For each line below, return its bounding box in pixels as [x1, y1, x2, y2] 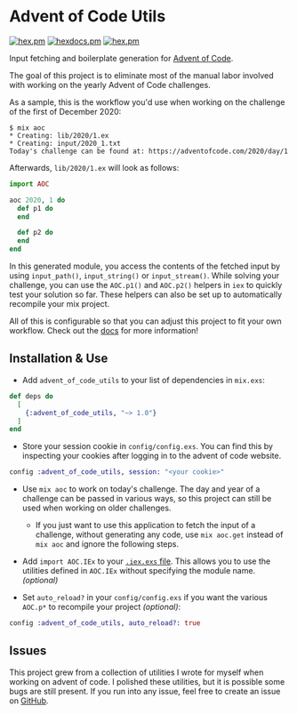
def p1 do [17, 204, 53, 213]
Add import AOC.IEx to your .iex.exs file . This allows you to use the [21, 556, 271, 566]
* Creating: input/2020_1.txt [9, 139, 122, 148]
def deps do [9, 391, 53, 401]
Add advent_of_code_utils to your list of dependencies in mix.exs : [21, 374, 265, 385]
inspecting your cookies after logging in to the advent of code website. [21, 451, 282, 461]
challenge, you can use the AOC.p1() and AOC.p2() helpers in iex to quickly [9, 280, 283, 291]
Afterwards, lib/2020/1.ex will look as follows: [9, 162, 180, 172]
